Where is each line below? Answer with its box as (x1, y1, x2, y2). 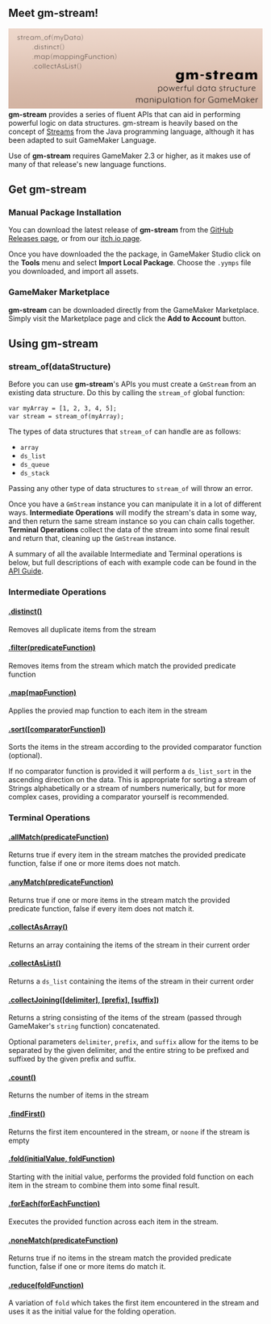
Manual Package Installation (8, 207, 122, 219)
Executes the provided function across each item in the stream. (8, 1217, 219, 1226)
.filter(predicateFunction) (8, 643, 96, 652)
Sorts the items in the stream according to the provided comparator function (8, 742, 262, 752)
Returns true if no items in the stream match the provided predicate (8, 1253, 232, 1263)
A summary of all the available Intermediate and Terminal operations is (8, 549, 243, 559)
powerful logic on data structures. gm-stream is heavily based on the (8, 118, 238, 127)
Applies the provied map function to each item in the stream (8, 706, 207, 715)
